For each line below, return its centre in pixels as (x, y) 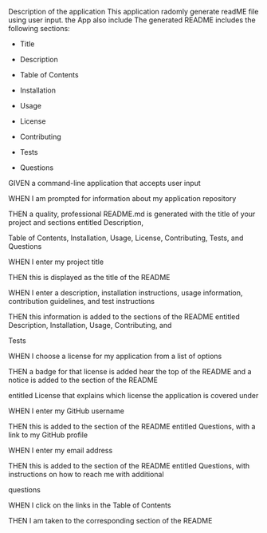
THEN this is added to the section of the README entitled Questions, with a (132, 426)
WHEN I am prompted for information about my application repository (122, 198)
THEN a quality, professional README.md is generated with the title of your (132, 214)
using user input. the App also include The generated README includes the (132, 20)
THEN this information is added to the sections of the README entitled (124, 317)
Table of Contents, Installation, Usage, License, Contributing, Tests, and (126, 238)
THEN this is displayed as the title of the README (89, 277)
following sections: (39, 28)
